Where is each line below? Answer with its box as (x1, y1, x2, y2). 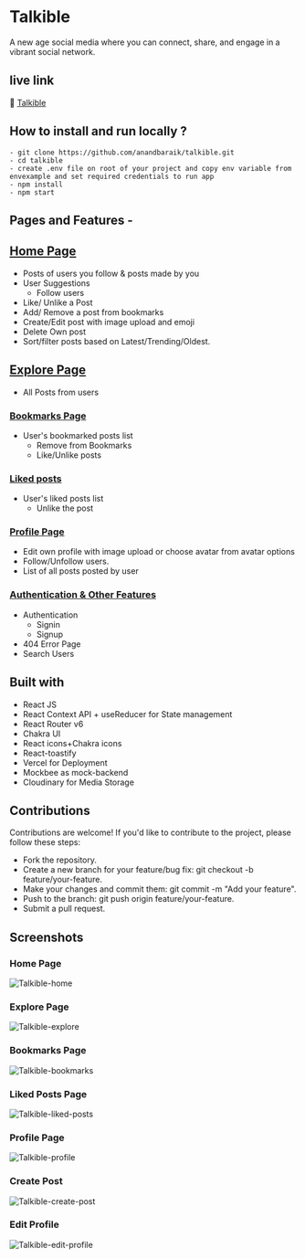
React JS (22, 699, 58, 710)
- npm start (9, 187, 55, 197)
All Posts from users (22, 386, 99, 397)
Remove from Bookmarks (36, 439, 132, 450)
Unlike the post (36, 503, 94, 513)
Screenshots (9, 929, 84, 945)
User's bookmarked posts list (22, 429, 134, 440)
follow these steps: (9, 837, 80, 848)
